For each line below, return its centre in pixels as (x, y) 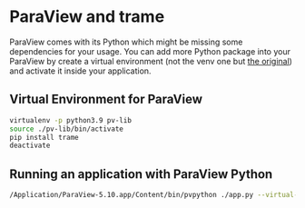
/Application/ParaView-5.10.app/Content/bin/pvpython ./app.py (132, 195)
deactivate (30, 146)
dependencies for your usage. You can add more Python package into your (150, 51)
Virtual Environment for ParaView (106, 99)
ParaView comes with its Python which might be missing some (126, 42)
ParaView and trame (87, 17)
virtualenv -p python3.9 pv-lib (70, 120)
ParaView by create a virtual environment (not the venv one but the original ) (151, 61)
